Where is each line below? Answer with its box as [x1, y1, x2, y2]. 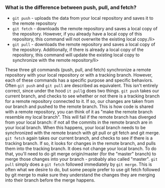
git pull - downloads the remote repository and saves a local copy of [12, 42, 156, 47]
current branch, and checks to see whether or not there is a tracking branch [5, 93, 160, 99]
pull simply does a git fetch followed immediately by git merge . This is [5, 161, 152, 167]
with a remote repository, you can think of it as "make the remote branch [5, 109, 153, 115]
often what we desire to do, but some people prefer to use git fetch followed [5, 167, 160, 173]
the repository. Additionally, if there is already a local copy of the [12, 47, 144, 53]
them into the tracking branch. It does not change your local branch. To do [5, 145, 157, 152]
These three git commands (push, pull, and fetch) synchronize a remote [5, 67, 151, 73]
